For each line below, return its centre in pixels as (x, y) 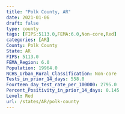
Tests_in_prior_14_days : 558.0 (45, 79)
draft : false (23, 23)
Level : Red (20, 96)
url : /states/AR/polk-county (43, 101)
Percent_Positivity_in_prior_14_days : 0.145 (63, 90)
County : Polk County (32, 46)
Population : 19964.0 (32, 68)
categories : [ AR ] (28, 40)
